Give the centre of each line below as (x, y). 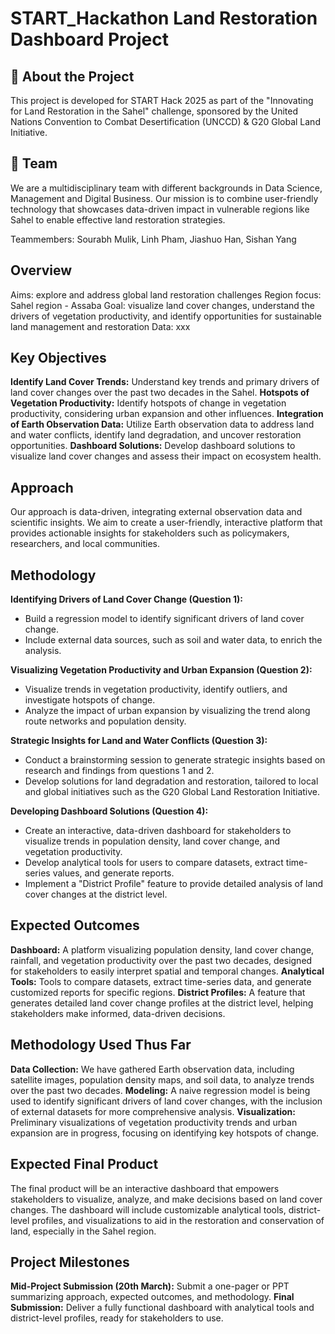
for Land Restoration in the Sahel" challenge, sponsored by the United (154, 111)
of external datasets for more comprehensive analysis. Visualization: (153, 1111)
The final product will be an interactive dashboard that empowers (145, 1188)
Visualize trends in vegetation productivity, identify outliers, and (156, 689)
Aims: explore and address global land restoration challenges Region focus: (166, 294)
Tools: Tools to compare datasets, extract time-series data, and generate (161, 981)
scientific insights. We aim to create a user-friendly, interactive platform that (166, 523)
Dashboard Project (89, 39)
